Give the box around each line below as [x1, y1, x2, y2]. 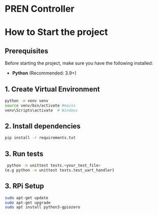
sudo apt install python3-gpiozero [5, 205, 81, 210]
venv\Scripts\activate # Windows [5, 107, 78, 113]
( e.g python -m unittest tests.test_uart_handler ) [5, 168, 115, 173]
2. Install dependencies [5, 122, 81, 130]
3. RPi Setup [5, 182, 44, 191]
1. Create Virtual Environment [5, 85, 100, 93]
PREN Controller [5, 3, 75, 15]
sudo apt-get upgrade [5, 200, 51, 205]
